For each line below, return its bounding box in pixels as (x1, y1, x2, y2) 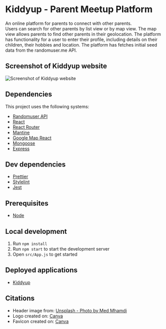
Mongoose (12, 140, 35, 146)
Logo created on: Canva (12, 313, 63, 319)
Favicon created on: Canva (12, 318, 69, 324)
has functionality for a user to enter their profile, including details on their (5, 36, 158, 43)
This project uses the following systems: (5, 103, 90, 109)
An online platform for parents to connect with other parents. (5, 20, 132, 26)
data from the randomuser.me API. (5, 47, 77, 53)
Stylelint (12, 179, 30, 185)
